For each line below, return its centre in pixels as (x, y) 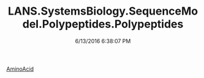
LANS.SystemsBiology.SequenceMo (103, 11)
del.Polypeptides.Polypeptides (103, 24)
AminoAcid (20, 69)
